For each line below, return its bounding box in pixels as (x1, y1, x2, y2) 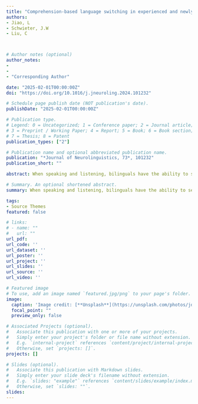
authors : (6, 14, 28, 20)
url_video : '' (6, 274, 41, 281)
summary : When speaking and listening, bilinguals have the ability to (6, 187, 186, 193)
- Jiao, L (6, 20, 31, 25)
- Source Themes (6, 203, 46, 209)
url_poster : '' (6, 253, 44, 258)
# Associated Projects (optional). (6, 324, 94, 329)
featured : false (6, 209, 46, 215)
